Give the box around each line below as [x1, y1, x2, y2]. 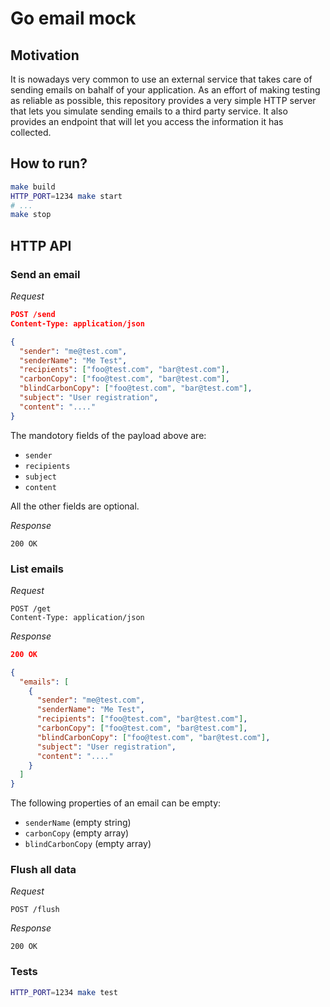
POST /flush [10, 905, 60, 915]
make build [10, 182, 56, 192]
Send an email [10, 267, 81, 281]
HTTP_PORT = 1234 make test [10, 987, 118, 997]
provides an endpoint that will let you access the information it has [10, 116, 284, 127]
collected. [10, 127, 52, 138]
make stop [10, 210, 52, 220]
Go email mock [10, 7, 137, 30]
